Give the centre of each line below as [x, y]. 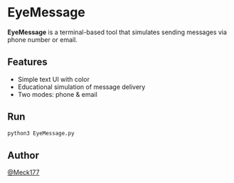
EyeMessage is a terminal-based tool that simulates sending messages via [117, 32]
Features [27, 62]
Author [23, 155]
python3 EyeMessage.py [41, 133]
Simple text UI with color [54, 79]
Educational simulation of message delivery [81, 87]
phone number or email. [43, 39]
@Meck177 [23, 172]
